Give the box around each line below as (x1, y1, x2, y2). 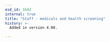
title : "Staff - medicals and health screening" (5, 16, 106, 21)
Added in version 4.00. (9, 25, 57, 30)
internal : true (5, 12, 36, 17)
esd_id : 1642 (5, 7, 32, 12)
